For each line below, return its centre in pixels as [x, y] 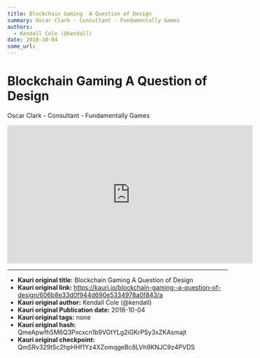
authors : [20, 27]
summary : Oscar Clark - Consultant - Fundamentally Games [94, 20]
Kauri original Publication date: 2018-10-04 [81, 310]
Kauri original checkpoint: [56, 339]
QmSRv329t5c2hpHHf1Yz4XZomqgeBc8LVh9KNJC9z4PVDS [106, 347]
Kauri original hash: [47, 324]
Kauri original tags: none [54, 317]
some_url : [22, 46]
